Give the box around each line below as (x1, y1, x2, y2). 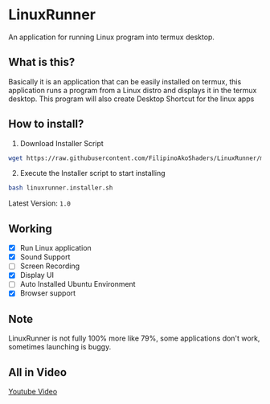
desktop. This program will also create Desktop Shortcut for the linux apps (8, 94, 255, 104)
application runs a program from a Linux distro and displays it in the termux (8, 85, 257, 95)
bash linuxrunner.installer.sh (8, 184, 113, 192)
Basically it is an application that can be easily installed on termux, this (8, 76, 242, 86)
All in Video (8, 365, 67, 379)
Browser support (19, 288, 76, 298)
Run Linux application (19, 243, 92, 253)
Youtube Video (8, 387, 58, 397)
